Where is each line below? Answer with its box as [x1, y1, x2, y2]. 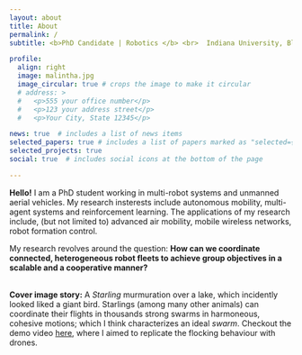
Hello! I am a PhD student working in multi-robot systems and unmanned [9, 187, 280, 198]
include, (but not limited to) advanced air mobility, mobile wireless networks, [9, 215, 292, 226]
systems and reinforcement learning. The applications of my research [32, 206, 290, 217]
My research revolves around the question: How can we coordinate [9, 242, 261, 253]
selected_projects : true [9, 146, 102, 156]
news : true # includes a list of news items [9, 130, 182, 139]
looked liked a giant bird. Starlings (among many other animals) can [9, 298, 259, 309]
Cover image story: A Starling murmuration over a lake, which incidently [9, 289, 279, 300]
